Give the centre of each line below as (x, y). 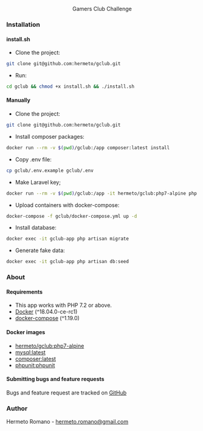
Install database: (36, 228)
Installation (23, 24)
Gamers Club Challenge (102, 9)
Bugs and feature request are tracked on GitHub (67, 393)
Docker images (26, 332)
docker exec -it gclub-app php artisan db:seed (68, 262)
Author (17, 408)
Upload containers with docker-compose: (67, 205)
